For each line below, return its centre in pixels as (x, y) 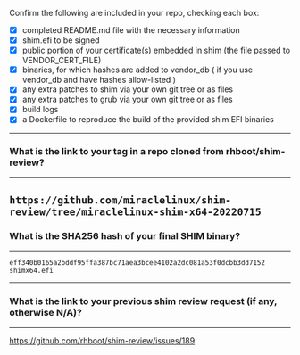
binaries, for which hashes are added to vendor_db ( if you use (137, 70)
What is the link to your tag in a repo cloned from (117, 152)
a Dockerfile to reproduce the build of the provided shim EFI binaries (148, 120)
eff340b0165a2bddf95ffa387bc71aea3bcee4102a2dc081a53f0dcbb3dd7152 (137, 263)
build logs (40, 110)
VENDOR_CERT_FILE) (62, 61)
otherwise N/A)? (46, 313)
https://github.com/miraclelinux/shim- (121, 200)
